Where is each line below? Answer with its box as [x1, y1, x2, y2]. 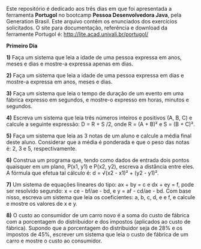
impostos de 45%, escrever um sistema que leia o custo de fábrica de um [6, 231, 189, 238]
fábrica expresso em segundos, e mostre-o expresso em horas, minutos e [6, 96, 190, 103]
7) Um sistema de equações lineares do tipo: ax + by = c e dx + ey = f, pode [6, 181, 194, 188]
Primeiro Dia [6, 42, 38, 49]
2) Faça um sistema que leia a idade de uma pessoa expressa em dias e [6, 72, 184, 79]
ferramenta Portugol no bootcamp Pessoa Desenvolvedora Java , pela [6, 11, 182, 19]
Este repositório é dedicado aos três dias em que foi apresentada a [6, 5, 172, 12]
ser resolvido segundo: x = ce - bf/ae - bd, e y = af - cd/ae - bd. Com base [6, 187, 191, 194]
